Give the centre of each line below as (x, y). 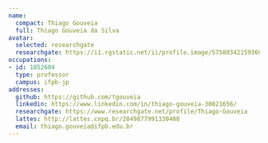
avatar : (21, 38)
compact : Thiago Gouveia (57, 23)
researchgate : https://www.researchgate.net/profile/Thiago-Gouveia (132, 112)
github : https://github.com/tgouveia (78, 97)
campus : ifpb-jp (42, 82)
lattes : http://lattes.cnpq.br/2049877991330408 (98, 119)
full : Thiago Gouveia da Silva (67, 30)
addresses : (26, 89)
